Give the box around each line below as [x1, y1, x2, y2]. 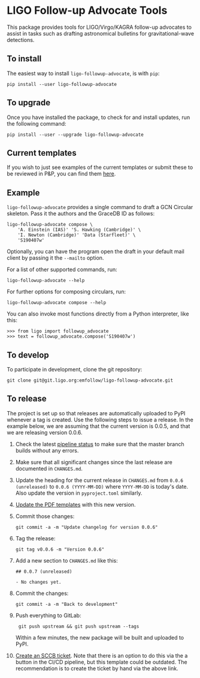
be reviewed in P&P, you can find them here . [7, 170, 116, 177]
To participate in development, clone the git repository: [7, 366, 143, 373]
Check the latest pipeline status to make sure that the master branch [15, 440, 184, 448]
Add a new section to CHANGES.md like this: [15, 557, 119, 564]
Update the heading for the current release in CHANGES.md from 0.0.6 [15, 476, 184, 484]
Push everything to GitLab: [15, 611, 81, 619]
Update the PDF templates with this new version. [15, 501, 136, 508]
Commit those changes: [15, 512, 75, 520]
